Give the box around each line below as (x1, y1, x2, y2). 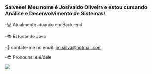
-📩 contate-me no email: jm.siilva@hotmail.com (5, 45, 102, 51)
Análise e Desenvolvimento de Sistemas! (5, 10, 105, 17)
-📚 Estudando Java (5, 34, 46, 39)
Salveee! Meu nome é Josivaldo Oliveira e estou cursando (5, 4, 148, 11)
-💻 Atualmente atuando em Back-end (5, 22, 83, 28)
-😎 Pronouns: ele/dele (5, 54, 51, 60)
